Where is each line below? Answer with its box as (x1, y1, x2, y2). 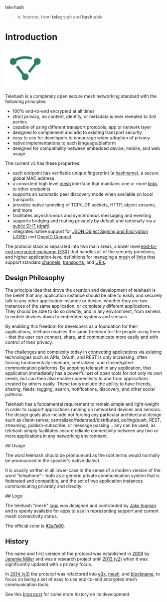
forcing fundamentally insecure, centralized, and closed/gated (5, 359, 133, 365)
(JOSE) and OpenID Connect (12, 233, 72, 239)
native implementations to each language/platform (12, 140, 116, 146)
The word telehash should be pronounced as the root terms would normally (5, 452, 161, 458)
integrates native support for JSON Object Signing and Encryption (12, 228, 148, 234)
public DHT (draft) (12, 223, 50, 229)
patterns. (5, 391, 24, 397)
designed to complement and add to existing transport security (12, 129, 142, 135)
